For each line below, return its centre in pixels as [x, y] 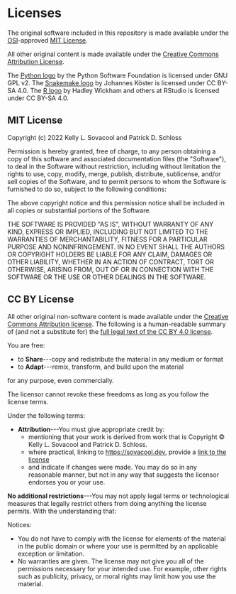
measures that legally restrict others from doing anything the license [107, 503]
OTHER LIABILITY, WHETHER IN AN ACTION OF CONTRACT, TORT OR [111, 261]
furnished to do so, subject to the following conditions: [87, 189]
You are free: [26, 345]
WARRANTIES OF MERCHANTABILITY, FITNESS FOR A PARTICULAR [107, 239]
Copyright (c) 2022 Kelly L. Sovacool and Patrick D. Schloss [95, 137]
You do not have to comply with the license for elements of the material [122, 539]
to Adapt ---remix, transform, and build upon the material [101, 367]
